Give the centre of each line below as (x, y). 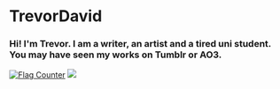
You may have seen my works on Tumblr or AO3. (116, 55)
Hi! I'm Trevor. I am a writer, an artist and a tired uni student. (140, 44)
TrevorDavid (56, 16)
